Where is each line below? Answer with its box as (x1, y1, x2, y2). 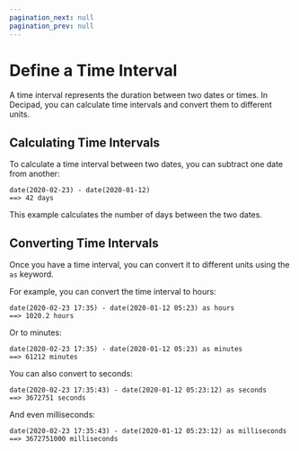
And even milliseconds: (9, 410, 96, 420)
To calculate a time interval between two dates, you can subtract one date (9, 159, 284, 170)
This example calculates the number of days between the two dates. (9, 209, 263, 220)
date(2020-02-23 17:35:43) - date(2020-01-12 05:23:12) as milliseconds (9, 427, 287, 436)
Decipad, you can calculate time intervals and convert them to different (9, 100, 272, 111)
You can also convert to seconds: (9, 368, 133, 379)
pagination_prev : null (9, 22, 94, 31)
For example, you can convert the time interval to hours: (9, 287, 217, 297)
